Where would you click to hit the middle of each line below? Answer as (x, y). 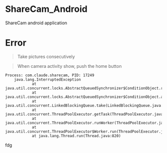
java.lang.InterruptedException (47, 79)
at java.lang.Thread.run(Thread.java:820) (76, 136)
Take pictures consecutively (46, 56)
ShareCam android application (36, 23)
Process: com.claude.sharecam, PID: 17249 (50, 75)
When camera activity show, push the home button (69, 66)
